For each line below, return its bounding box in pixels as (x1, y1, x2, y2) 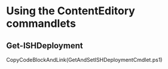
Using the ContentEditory (6, 4, 136, 18)
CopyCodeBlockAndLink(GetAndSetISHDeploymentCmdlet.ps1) (6, 57, 163, 63)
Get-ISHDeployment (6, 40, 83, 51)
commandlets (6, 17, 77, 30)
